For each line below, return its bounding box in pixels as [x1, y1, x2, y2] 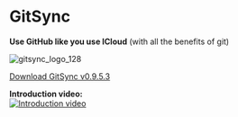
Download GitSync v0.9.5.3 [9, 70, 111, 82]
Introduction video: [9, 88, 83, 99]
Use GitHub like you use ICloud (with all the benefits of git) [9, 36, 230, 47]
